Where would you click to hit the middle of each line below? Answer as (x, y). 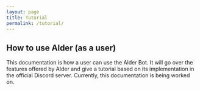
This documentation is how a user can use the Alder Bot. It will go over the (100, 63)
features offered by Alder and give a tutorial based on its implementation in (100, 69)
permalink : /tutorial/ (35, 23)
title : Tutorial (27, 18)
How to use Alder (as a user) (61, 48)
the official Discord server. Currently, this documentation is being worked (98, 75)
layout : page (23, 12)
